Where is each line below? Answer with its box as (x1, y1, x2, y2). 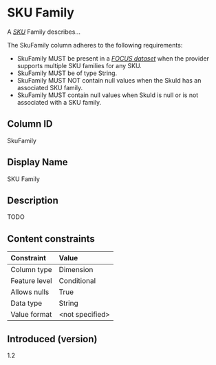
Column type (10, 265, 53, 275)
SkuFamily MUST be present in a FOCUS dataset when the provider (17, 54, 210, 63)
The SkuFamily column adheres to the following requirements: (7, 41, 183, 49)
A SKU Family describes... (7, 28, 81, 36)
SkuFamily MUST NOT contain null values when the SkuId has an (17, 76, 202, 84)
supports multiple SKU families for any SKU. (17, 61, 142, 70)
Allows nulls (10, 287, 50, 297)
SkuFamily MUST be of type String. (17, 69, 118, 77)
